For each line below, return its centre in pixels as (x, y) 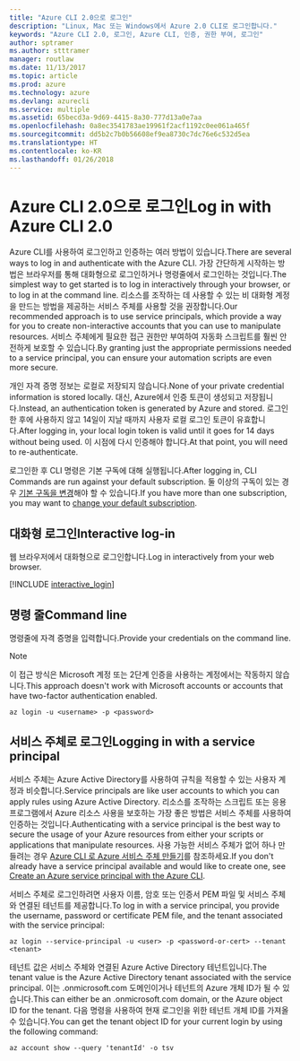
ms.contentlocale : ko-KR (56, 151)
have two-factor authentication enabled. (84, 696)
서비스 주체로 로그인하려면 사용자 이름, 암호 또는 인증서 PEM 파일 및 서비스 (139, 894)
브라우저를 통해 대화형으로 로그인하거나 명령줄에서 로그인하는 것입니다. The (156, 274)
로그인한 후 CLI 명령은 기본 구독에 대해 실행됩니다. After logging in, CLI (133, 471)
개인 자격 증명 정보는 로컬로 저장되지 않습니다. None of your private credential (147, 386)
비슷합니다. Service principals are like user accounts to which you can (152, 790)
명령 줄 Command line (69, 615)
